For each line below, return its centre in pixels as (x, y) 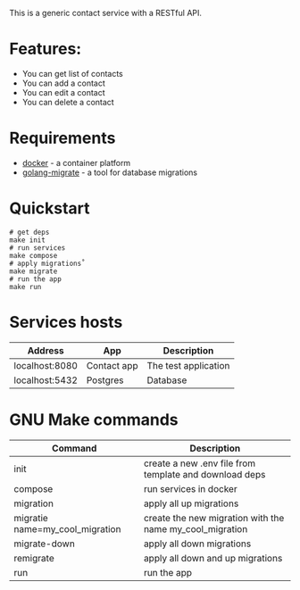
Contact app (112, 365)
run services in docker (191, 488)
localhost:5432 (46, 380)
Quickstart (50, 208)
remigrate (34, 558)
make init (28, 240)
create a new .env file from (200, 463)
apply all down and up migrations (213, 558)
